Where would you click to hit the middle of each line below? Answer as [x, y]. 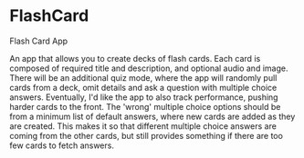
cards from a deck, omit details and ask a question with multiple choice [143, 87]
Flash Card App [39, 41]
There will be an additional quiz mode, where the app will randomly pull [143, 77]
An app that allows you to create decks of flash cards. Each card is [135, 58]
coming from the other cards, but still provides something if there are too [146, 135]
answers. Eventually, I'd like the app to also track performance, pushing [144, 97]
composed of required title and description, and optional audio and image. [149, 68]
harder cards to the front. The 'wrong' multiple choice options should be [145, 106]
